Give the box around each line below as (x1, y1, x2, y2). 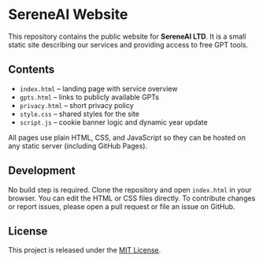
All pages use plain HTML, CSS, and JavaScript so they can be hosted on (8, 133, 246, 142)
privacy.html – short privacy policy (19, 100, 134, 110)
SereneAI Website (8, 6, 128, 24)
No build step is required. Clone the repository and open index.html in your (8, 185, 252, 194)
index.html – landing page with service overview (19, 84, 178, 93)
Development (8, 164, 76, 178)
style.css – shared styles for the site (19, 109, 140, 118)
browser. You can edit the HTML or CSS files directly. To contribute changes (8, 193, 256, 203)
